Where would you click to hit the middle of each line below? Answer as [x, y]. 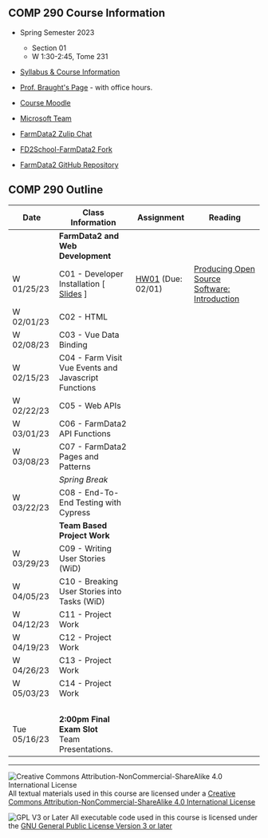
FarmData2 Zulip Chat [56, 133]
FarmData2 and [89, 236]
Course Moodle [45, 102]
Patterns [75, 467]
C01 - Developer [91, 273]
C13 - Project [85, 660]
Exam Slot [78, 729]
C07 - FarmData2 [93, 447]
